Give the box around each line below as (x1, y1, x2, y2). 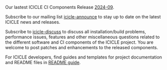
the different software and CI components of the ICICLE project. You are (5, 39, 153, 45)
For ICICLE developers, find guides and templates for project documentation (5, 54, 162, 60)
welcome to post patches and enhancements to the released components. (5, 45, 158, 50)
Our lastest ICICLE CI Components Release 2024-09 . (5, 4, 114, 10)
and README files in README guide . (5, 60, 81, 65)
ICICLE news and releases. (5, 19, 60, 25)
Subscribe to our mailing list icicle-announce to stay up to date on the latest (5, 14, 161, 19)
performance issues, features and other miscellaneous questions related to (5, 34, 160, 40)
